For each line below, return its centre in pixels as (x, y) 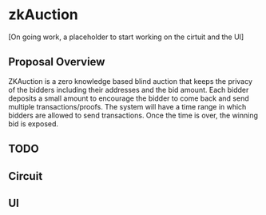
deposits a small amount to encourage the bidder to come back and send (129, 98)
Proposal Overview (57, 62)
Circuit (26, 176)
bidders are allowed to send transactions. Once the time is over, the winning (133, 115)
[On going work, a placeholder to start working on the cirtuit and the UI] (126, 37)
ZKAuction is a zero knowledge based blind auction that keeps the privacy (131, 81)
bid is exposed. (33, 123)
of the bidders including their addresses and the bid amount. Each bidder (129, 90)
